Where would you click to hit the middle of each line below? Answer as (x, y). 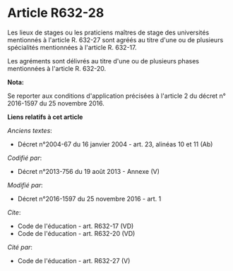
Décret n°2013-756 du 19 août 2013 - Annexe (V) (89, 171)
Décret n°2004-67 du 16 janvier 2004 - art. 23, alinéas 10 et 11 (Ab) (115, 144)
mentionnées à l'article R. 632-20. (57, 68)
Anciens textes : (30, 130)
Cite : (14, 212)
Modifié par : (25, 185)
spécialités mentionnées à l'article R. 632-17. (72, 47)
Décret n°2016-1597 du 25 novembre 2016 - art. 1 (89, 198)
